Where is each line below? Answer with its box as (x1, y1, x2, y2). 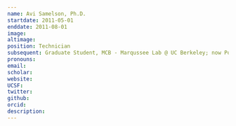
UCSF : (7, 82, 23, 89)
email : (7, 62, 27, 69)
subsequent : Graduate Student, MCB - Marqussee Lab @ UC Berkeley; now (7, 50, 221, 57)
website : (7, 75, 33, 83)
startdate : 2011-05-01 (7, 17, 74, 24)
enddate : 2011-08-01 (7, 23, 68, 30)
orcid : (7, 101, 27, 108)
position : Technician (7, 43, 71, 50)
